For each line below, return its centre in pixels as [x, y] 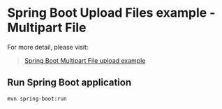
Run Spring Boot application [69, 83]
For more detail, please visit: [48, 47]
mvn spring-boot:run [37, 99]
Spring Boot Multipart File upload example [85, 60]
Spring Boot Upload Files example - [111, 13]
